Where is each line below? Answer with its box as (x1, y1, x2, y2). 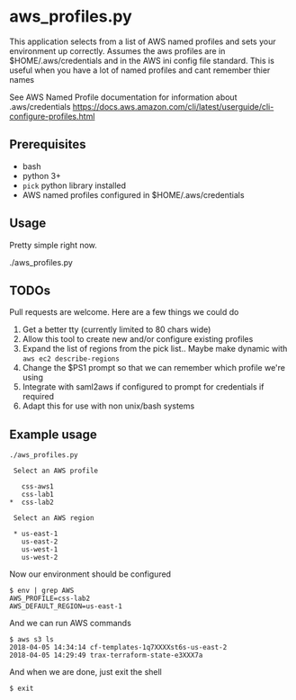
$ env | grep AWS (9, 587, 75, 596)
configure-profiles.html (9, 111, 95, 121)
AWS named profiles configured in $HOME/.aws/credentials (22, 189, 245, 200)
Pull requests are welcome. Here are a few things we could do (9, 307, 239, 318)
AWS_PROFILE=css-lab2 (9, 594, 91, 604)
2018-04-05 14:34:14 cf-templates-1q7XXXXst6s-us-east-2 (9, 643, 228, 652)
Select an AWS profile (13, 466, 99, 476)
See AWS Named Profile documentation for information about (9, 92, 238, 103)
